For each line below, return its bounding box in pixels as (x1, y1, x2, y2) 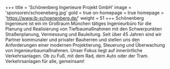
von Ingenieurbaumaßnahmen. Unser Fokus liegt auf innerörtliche (5, 48, 143, 53)
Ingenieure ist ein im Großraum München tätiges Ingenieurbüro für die (5, 20, 152, 26)
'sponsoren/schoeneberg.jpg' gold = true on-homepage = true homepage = (5, 10, 164, 16)
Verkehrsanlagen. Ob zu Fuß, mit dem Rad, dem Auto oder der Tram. (5, 53, 149, 59)
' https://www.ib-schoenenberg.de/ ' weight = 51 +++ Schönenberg (5, 15, 144, 21)
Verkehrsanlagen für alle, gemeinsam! (5, 58, 85, 64)
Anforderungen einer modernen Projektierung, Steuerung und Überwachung (5, 42, 165, 48)
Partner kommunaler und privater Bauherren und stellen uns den (5, 37, 140, 43)
